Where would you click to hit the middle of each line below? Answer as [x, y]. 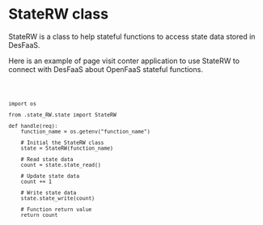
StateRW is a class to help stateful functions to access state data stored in [132, 36]
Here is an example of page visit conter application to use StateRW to [124, 61]
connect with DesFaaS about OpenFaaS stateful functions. [106, 69]
